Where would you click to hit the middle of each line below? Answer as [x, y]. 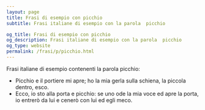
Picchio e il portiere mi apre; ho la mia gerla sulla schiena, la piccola [101, 81]
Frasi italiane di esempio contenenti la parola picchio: [73, 68]
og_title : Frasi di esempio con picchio [59, 34]
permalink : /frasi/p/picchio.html [50, 52]
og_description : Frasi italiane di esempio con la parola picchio [94, 40]
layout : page [23, 12]
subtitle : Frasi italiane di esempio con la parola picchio [86, 23]
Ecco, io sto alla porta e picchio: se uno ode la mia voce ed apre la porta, [107, 94]
